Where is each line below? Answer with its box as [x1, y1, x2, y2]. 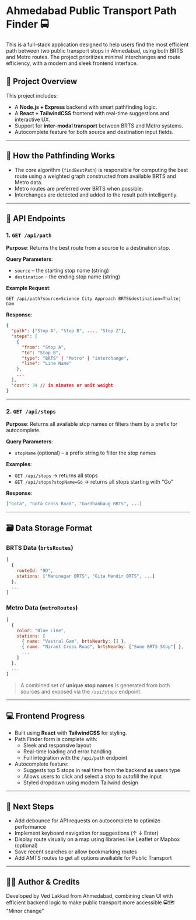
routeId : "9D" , [16, 568, 54, 574]
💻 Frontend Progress [6, 711, 85, 721]
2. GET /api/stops [6, 407, 57, 415]
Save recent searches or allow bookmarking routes [14, 848, 137, 855]
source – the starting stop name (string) [14, 267, 109, 274]
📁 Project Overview [6, 77, 78, 87]
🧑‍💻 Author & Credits [6, 877, 80, 887]
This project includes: [6, 92, 58, 99]
